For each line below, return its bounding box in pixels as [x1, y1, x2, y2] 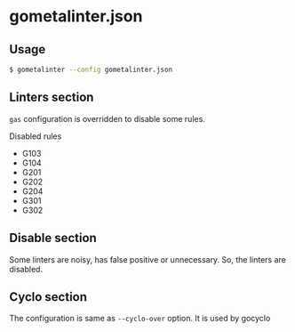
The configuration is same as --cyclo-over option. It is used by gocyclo [9, 313, 271, 324]
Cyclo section [9, 289, 87, 304]
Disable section [9, 231, 98, 246]
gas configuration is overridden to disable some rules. [9, 113, 206, 124]
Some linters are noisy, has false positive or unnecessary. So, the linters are [9, 254, 286, 264]
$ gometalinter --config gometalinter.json [9, 65, 173, 74]
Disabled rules [9, 131, 62, 142]
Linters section [9, 90, 94, 105]
